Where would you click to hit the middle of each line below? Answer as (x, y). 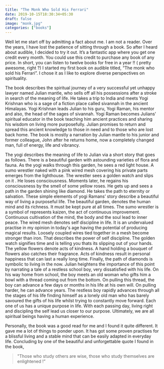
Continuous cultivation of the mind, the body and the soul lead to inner (76, 217)
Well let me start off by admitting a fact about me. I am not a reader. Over (79, 42)
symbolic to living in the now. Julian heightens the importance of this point (80, 264)
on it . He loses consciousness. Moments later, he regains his (67, 181)
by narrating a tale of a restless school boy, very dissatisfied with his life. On (82, 269)
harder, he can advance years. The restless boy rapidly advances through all (82, 290)
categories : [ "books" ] (28, 28)
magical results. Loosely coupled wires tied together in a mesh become (77, 233)
